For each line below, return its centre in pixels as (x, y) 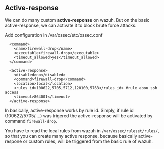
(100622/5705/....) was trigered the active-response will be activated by (79, 115)
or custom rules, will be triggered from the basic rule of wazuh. (88, 141)
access (12, 92)
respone (14, 141)
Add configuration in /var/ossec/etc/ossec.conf (54, 35)
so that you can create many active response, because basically (71, 136)
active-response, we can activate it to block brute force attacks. (71, 25)
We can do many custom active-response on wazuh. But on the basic (77, 20)
